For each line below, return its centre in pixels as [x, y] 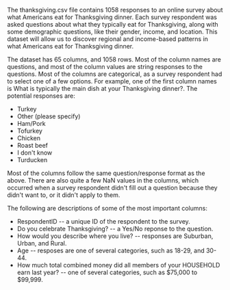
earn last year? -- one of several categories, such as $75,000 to [107, 272]
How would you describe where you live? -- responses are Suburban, [115, 236]
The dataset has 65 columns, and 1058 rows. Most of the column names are [114, 60]
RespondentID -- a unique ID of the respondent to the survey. [103, 221]
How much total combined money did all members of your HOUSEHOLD [118, 265]
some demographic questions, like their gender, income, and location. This [112, 31]
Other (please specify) [49, 116]
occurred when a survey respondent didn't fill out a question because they [112, 188]
